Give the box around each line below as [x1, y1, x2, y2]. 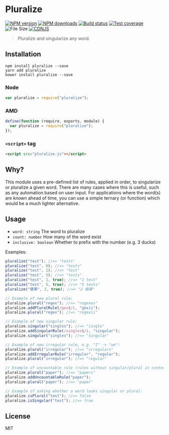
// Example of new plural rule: [5, 296, 73, 301]
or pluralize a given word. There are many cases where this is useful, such [5, 184, 159, 190]
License [5, 412, 31, 420]
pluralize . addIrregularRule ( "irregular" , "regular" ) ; [5, 352, 121, 357]
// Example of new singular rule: [5, 319, 78, 324]
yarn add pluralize [5, 68, 46, 73]
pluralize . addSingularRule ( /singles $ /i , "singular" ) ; [5, 329, 121, 334]
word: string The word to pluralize [12, 228, 85, 234]
